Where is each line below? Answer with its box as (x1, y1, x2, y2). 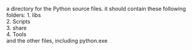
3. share (6, 24, 27, 31)
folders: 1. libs (6, 11, 41, 19)
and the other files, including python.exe (6, 37, 108, 44)
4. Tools (6, 31, 27, 38)
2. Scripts (6, 18, 30, 25)
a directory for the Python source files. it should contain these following (6, 5, 186, 12)
